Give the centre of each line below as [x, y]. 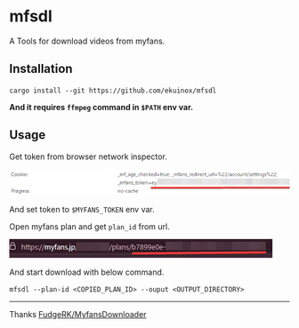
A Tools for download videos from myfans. [87, 41]
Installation [41, 69]
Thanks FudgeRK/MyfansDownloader [78, 315]
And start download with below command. [87, 272]
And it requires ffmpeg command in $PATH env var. [101, 107]
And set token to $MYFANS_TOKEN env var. [82, 210]
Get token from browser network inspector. [88, 156]
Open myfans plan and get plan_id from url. [90, 227]
